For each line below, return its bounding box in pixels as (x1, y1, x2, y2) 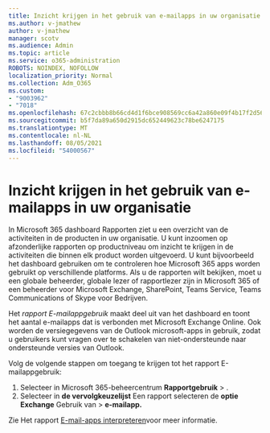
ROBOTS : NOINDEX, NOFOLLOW (8, 64, 99, 72)
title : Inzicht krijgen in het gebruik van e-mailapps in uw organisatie (8, 11, 261, 20)
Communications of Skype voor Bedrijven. (8, 293, 149, 303)
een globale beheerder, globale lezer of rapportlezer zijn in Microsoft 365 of (8, 276, 260, 286)
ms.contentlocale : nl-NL (8, 131, 92, 139)
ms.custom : (8, 86, 45, 95)
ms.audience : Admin (8, 42, 74, 50)
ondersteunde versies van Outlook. (8, 343, 125, 353)
